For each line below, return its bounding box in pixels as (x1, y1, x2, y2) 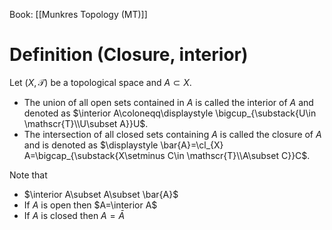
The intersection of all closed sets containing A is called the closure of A (23, 128, 322, 140)
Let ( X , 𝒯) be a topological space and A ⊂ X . (9, 76, 192, 88)
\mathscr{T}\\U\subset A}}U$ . (23, 117, 149, 129)
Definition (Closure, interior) (9, 44, 249, 66)
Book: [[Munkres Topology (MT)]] (9, 9, 148, 20)
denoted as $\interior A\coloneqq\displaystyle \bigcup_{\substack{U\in (23, 107, 317, 119)
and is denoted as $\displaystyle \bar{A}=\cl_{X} (23, 139, 224, 151)
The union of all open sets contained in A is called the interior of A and (23, 96, 314, 108)
